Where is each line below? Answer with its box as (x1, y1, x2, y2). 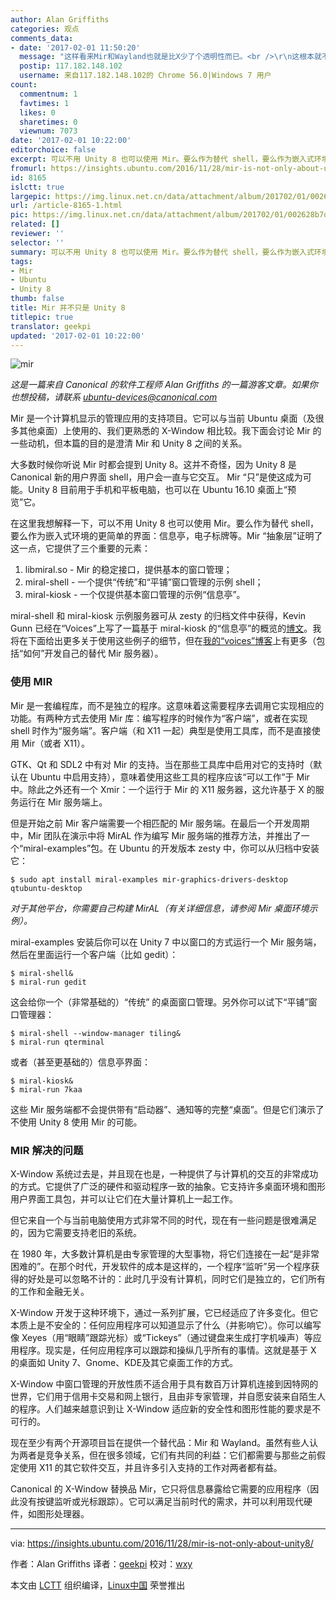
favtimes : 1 (19, 98, 70, 108)
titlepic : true (10, 312, 74, 322)
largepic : (10, 191, 52, 201)
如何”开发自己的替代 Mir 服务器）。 (23, 647, 164, 660)
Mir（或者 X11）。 (21, 737, 91, 749)
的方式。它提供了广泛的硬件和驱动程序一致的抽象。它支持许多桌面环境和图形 (10, 1180, 326, 1192)
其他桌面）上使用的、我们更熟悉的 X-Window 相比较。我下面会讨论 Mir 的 (18, 425, 322, 437)
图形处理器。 (36, 1507, 90, 1520)
